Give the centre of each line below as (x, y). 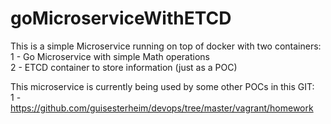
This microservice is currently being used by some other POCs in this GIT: (162, 86)
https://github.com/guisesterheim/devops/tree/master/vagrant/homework (162, 108)
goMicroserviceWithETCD (121, 18)
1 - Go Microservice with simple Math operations (110, 56)
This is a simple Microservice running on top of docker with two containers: (166, 46)
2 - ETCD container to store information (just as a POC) (124, 67)
